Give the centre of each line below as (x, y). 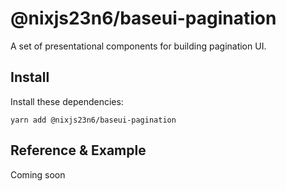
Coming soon (38, 174)
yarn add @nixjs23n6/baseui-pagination (93, 120)
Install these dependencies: (67, 101)
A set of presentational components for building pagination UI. (138, 46)
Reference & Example (78, 150)
